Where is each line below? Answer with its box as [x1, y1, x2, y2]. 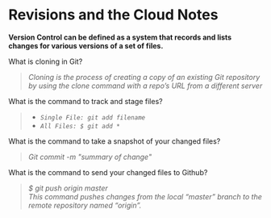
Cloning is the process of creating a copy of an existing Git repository [27, 72, 261, 82]
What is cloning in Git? [8, 57, 83, 66]
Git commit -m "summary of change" [27, 152, 152, 161]
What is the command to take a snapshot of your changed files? [8, 136, 221, 146]
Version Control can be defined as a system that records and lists [8, 32, 232, 42]
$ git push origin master [27, 183, 109, 193]
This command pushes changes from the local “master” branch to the [27, 191, 262, 201]
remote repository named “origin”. [27, 200, 142, 210]
